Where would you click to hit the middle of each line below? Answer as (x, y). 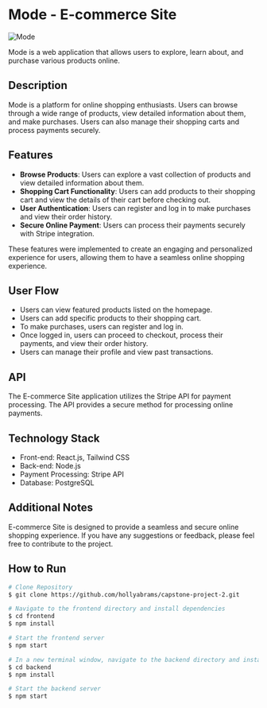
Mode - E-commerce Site (93, 15)
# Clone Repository (41, 587)
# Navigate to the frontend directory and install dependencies (117, 609)
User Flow (34, 291)
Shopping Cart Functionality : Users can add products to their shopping (137, 191)
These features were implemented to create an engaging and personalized (130, 249)
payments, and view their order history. (84, 344)
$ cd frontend (32, 617)
